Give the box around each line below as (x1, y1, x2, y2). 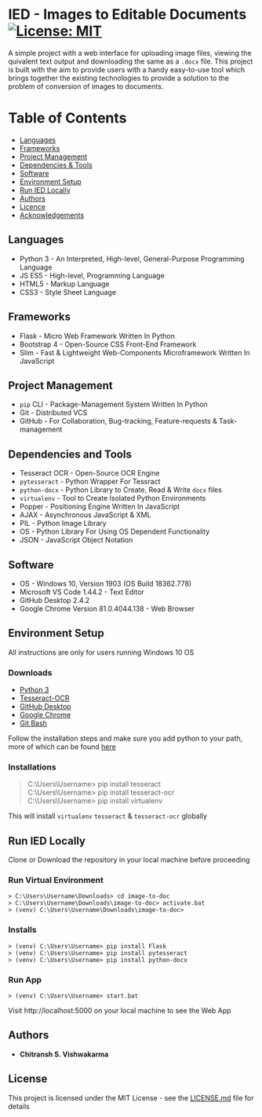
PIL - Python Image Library (19, 519, 107, 528)
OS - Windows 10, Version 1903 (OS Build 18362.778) (19, 579, 192, 588)
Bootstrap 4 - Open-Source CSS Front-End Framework (19, 340, 197, 349)
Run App (8, 974, 42, 985)
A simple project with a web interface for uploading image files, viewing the (8, 48, 253, 57)
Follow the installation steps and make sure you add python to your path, (8, 733, 243, 744)
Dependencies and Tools (8, 447, 132, 461)
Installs (8, 924, 37, 935)
